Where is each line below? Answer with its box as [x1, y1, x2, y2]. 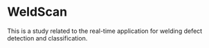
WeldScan [7, 4, 68, 20]
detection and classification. [7, 34, 88, 42]
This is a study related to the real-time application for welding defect [7, 27, 203, 35]
